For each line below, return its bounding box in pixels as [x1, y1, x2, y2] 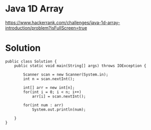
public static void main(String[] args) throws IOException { [14, 63, 146, 68]
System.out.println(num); [31, 107, 86, 112]
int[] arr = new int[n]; [23, 85, 75, 90]
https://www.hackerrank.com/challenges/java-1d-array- [5, 19, 120, 25]
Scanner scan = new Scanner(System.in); [23, 72, 108, 77]
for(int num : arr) [23, 102, 64, 107]
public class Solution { [5, 58, 57, 64]
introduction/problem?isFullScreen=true [5, 24, 87, 30]
